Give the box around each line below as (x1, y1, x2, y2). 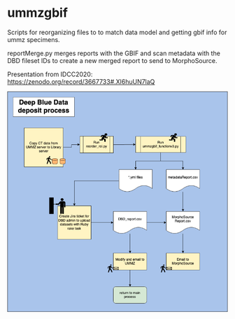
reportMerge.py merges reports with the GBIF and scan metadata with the (7, 49, 220, 57)
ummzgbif (7, 5, 69, 21)
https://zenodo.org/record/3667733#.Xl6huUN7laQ (7, 77, 155, 85)
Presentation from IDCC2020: (7, 70, 93, 78)
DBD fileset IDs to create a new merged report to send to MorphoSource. (7, 56, 218, 64)
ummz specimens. (7, 35, 61, 43)
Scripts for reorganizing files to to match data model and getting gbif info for (7, 28, 227, 36)
